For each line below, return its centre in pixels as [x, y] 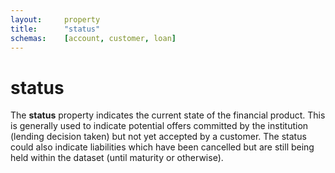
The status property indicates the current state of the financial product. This [168, 115]
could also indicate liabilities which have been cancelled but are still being [162, 147]
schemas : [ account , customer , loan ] [93, 38]
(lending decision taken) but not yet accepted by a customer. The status [158, 137]
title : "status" [55, 29]
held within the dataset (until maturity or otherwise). [117, 158]
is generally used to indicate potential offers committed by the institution [159, 126]
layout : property [55, 19]
